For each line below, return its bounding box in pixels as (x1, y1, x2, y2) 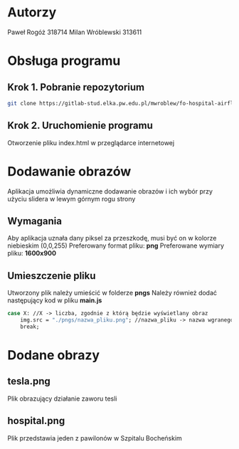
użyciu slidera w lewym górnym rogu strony (7, 194, 136, 203)
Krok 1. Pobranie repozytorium (7, 81, 145, 93)
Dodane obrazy (7, 347, 100, 363)
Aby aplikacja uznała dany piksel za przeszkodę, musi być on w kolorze (7, 234, 217, 243)
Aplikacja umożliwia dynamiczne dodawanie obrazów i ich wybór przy (7, 186, 213, 196)
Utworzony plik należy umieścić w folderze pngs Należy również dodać (7, 289, 218, 297)
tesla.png (7, 375, 51, 388)
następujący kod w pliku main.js (7, 296, 102, 305)
